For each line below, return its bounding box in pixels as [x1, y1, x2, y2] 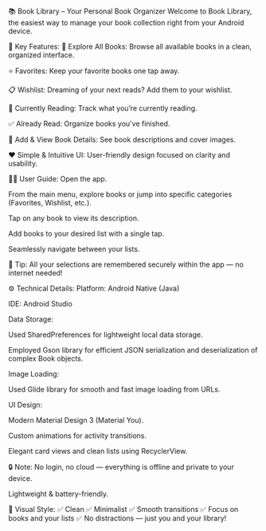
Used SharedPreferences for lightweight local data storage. [8, 330, 203, 339]
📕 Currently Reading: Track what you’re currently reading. [8, 103, 198, 113]
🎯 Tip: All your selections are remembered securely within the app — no [8, 260, 244, 269]
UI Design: [8, 400, 43, 409]
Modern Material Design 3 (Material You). [8, 416, 144, 424]
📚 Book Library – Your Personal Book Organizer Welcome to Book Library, [8, 6, 252, 16]
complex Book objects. [8, 353, 84, 363]
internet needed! [8, 268, 63, 277]
